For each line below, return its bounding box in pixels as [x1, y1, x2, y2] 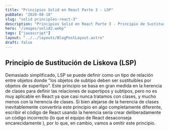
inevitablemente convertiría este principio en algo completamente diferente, [5, 104, 162, 110]
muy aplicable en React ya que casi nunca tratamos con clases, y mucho [5, 93, 156, 99]
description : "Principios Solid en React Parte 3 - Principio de [5, 21, 145, 27]
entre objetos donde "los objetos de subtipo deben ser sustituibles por [5, 77, 152, 83]
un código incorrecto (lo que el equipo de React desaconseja [5, 114, 132, 120]
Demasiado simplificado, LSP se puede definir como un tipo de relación [5, 72, 153, 78]
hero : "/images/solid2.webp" [5, 26, 66, 31]
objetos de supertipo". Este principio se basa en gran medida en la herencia [5, 82, 162, 88]
